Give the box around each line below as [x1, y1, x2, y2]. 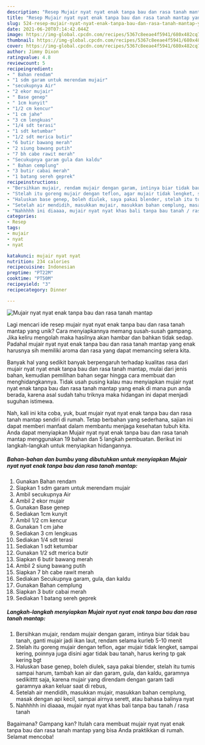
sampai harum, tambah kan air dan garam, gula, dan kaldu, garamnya [15, 669, 190, 677]
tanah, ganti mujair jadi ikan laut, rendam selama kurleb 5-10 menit [15, 636, 182, 644]
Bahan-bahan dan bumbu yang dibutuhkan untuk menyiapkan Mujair [7, 456, 187, 463]
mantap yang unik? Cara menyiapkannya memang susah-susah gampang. [7, 327, 193, 335]
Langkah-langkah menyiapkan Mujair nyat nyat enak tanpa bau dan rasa [7, 608, 197, 616]
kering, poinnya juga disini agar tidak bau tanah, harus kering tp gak [15, 650, 186, 657]
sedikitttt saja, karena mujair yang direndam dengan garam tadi [15, 675, 174, 683]
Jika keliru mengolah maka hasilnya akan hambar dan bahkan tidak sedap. [7, 333, 193, 341]
